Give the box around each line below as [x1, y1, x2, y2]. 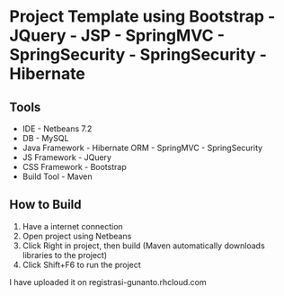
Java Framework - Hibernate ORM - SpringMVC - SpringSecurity [22, 142, 263, 153]
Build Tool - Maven [22, 171, 93, 182]
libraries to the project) [22, 249, 108, 260]
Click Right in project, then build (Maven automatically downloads [22, 240, 265, 251]
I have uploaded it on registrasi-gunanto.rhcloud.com [9, 276, 207, 287]
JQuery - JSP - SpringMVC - [9, 25, 226, 46]
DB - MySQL [22, 133, 69, 143]
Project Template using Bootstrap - [9, 6, 276, 27]
